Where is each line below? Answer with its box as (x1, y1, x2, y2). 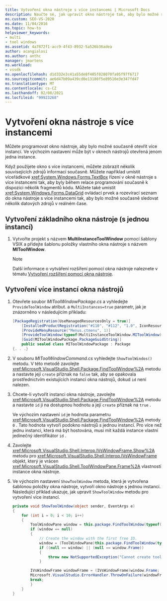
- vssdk (5, 68, 21, 73)
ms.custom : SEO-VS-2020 (5, 16, 55, 21)
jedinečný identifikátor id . (12, 433, 67, 439)
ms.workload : (5, 63, 32, 68)
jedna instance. (5, 154, 37, 160)
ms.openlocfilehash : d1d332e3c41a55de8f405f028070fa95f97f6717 (5, 72, 139, 77)
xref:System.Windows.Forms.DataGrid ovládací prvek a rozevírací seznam (5, 190, 157, 196)
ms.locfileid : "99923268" (5, 95, 59, 100)
